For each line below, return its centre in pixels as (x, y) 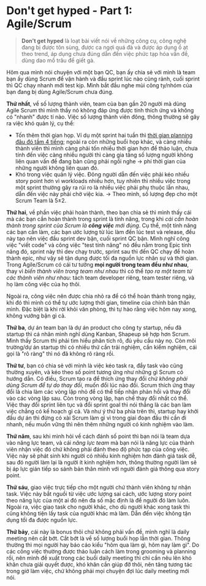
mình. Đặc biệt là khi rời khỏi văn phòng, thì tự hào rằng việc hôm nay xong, (102, 309)
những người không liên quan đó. (57, 168)
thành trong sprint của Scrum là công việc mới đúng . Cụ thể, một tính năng (101, 225)
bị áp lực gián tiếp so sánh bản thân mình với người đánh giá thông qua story (103, 469)
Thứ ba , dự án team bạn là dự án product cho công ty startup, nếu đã (94, 327)
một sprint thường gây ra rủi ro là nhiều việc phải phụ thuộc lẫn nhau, (102, 187)
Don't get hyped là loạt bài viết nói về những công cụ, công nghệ (104, 41)
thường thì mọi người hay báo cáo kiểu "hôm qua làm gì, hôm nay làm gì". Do (103, 545)
